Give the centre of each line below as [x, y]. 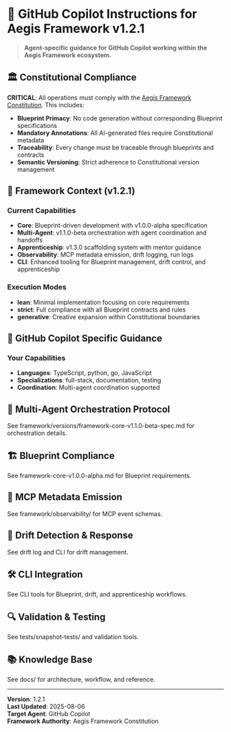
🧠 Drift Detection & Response [70, 536]
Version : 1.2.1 [26, 699]
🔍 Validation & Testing [56, 617]
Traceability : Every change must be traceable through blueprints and [115, 147]
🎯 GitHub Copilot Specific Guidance [85, 339]
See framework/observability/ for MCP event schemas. [85, 514]
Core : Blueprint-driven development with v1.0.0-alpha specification [112, 226]
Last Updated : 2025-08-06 [46, 707]
